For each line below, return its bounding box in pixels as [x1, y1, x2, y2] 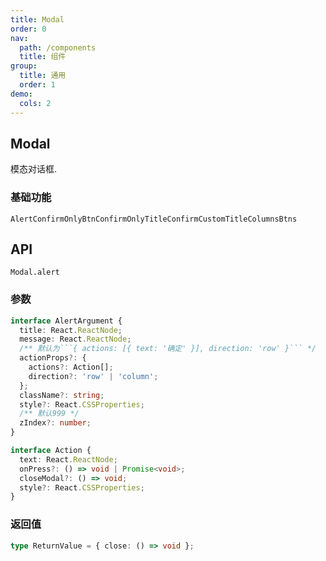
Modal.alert [10, 267, 60, 278]
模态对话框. [10, 163, 58, 175]
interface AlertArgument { [10, 316, 123, 326]
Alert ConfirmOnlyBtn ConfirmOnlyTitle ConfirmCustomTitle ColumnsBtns [10, 214, 298, 224]
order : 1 [19, 80, 56, 90]
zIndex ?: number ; [19, 418, 92, 428]
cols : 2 [19, 98, 52, 108]
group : [10, 61, 38, 71]
